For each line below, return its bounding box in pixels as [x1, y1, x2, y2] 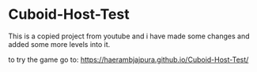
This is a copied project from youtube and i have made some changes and [8, 31, 250, 41]
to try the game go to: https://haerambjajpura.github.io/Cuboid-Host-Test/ [8, 55, 249, 64]
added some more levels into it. [8, 39, 111, 49]
